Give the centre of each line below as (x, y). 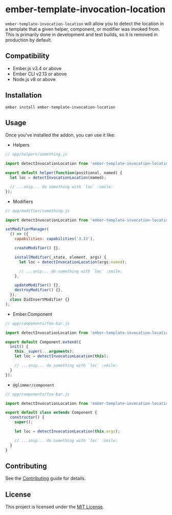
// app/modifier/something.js (38, 211)
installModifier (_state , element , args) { (60, 257)
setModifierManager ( (27, 229)
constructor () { (27, 417)
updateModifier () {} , (37, 285)
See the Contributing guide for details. (46, 478)
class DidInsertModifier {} (40, 299)
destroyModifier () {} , (39, 290)
